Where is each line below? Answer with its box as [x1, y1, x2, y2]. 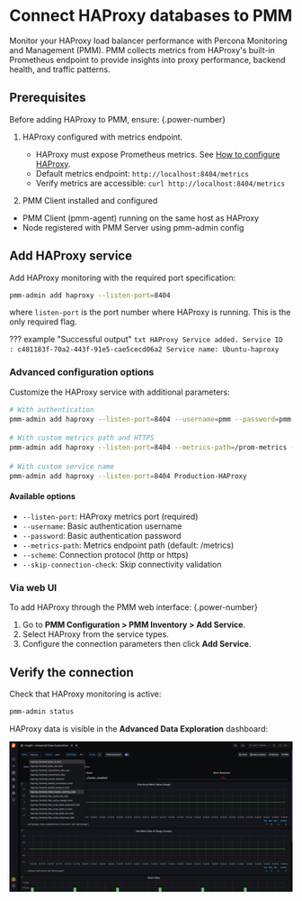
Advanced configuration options [9, 366, 155, 378]
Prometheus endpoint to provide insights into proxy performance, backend [9, 54, 286, 65]
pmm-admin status [9, 707, 75, 716]
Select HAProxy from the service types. [22, 629, 169, 640]
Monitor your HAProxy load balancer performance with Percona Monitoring [9, 35, 288, 46]
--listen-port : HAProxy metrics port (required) [22, 511, 199, 522]
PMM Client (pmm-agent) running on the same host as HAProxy [22, 213, 259, 223]
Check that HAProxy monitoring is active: [9, 688, 162, 699]
